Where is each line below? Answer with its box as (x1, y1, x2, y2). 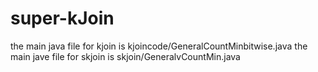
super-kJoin (10, 7, 115, 30)
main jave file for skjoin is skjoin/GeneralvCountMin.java (10, 50, 241, 62)
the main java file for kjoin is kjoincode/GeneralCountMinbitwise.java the (10, 40, 308, 52)
